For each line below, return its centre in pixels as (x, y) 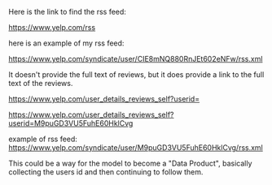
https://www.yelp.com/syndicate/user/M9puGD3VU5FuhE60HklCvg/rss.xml (136, 148)
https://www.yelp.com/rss (52, 27)
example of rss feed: (43, 139)
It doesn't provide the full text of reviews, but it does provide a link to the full (136, 75)
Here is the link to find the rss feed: (67, 12)
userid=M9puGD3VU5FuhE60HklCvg (71, 123)
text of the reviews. (41, 83)
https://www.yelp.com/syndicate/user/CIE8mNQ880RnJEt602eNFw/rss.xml (136, 59)
